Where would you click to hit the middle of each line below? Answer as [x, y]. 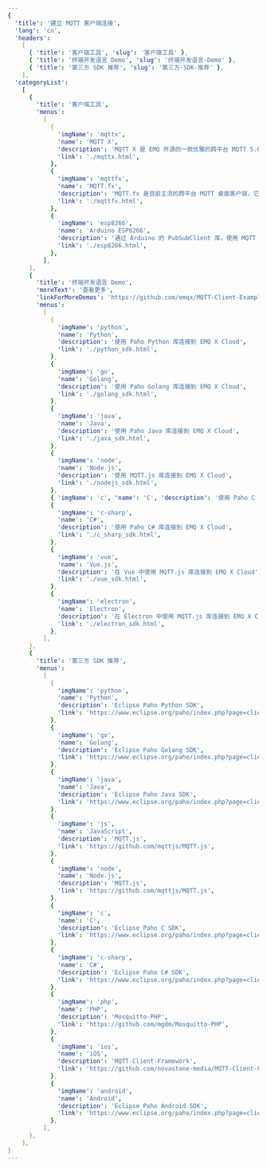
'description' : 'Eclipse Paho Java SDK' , [127, 794]
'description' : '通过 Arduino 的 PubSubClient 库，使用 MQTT [157, 239]
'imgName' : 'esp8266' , [95, 223]
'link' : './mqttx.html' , [99, 156]
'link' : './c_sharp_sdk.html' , [109, 535]
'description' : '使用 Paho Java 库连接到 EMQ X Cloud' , [149, 431]
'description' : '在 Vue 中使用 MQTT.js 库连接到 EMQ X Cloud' [158, 572]
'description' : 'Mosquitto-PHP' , [113, 1017]
